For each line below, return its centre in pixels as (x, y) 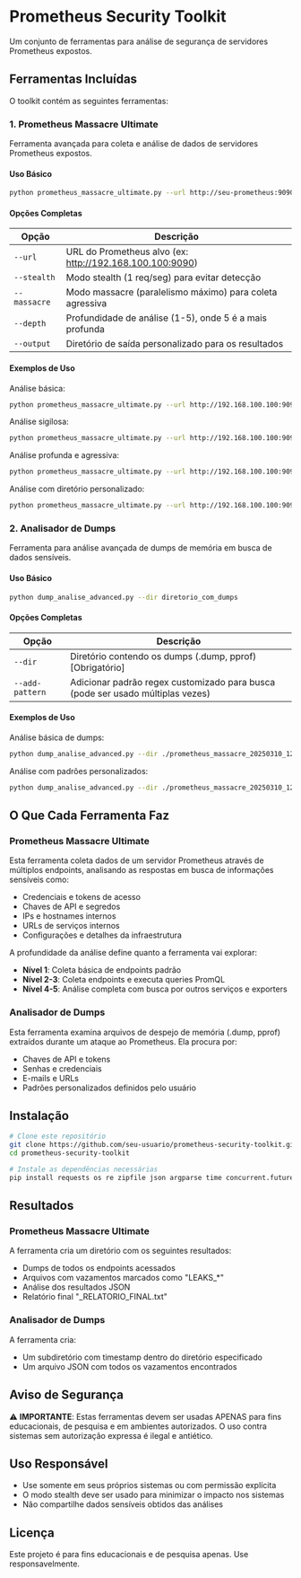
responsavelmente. (45, 1564)
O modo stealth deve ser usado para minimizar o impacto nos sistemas (153, 1495)
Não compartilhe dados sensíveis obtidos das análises (123, 1504)
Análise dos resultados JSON (76, 1287)
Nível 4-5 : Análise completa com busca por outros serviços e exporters (155, 989)
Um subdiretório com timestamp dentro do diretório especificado (142, 1357)
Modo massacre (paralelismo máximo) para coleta (172, 292)
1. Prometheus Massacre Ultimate (84, 124)
